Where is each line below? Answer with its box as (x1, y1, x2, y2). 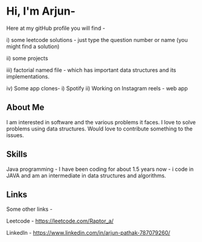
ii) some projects (6, 54, 49, 62)
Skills (6, 149, 27, 160)
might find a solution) (6, 43, 60, 50)
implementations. (6, 73, 50, 80)
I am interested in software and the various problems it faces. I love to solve (6, 118, 196, 126)
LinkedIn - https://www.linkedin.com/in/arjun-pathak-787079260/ (6, 229, 170, 237)
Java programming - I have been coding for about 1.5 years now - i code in (6, 165, 194, 173)
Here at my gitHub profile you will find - (6, 24, 105, 32)
